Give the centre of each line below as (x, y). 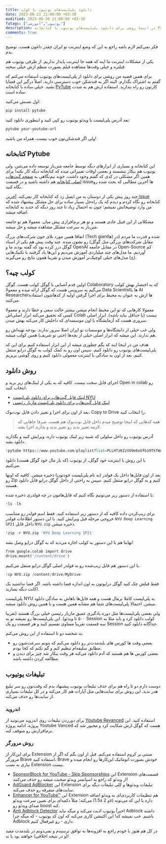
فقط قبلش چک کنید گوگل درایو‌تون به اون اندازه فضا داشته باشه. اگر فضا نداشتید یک (82, 584)
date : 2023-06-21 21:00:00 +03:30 (41, 14)
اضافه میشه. (17, 212)
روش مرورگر (20, 743)
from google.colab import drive (39, 551)
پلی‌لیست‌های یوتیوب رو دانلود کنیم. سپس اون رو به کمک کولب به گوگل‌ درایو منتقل (81, 350)
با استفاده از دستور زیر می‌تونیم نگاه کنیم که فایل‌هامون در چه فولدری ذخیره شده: (80, 495)
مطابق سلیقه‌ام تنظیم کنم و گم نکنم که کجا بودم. (57, 648)
